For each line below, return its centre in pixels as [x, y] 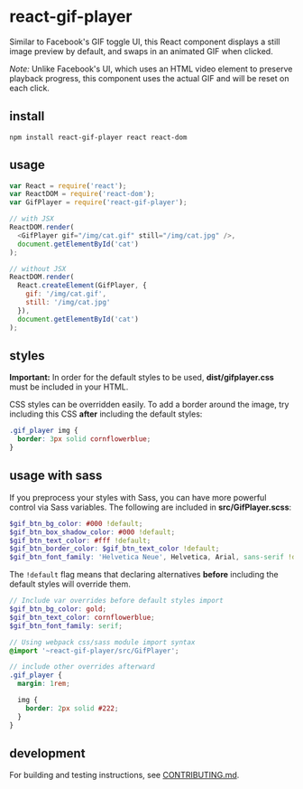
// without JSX [38, 268]
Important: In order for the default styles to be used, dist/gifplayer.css [142, 378]
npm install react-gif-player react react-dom [98, 137]
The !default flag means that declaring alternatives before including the [144, 575]
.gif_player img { [44, 431]
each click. [29, 88]
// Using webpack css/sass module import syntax [102, 642]
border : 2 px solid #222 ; [72, 708]
